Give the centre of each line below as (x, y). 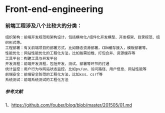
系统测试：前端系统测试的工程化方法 (37, 80)
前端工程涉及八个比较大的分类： (44, 26)
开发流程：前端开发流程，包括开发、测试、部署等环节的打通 (57, 64)
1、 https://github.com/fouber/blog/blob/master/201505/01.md (69, 105)
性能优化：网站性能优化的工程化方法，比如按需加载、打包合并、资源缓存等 (70, 53)
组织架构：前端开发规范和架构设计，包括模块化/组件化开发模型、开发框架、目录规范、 (81, 37)
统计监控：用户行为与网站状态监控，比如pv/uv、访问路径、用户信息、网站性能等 (76, 69)
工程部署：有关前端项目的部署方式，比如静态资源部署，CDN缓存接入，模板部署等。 (77, 48)
